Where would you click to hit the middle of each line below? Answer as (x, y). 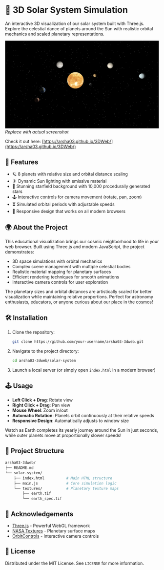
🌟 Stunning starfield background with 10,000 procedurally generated (81, 186)
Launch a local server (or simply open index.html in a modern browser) (84, 370)
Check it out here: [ (24, 142)
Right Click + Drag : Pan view (41, 405)
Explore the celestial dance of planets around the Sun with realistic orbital (79, 28)
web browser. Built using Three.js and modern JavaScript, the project (75, 247)
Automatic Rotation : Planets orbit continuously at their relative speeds (83, 416)
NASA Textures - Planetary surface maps (53, 531)
